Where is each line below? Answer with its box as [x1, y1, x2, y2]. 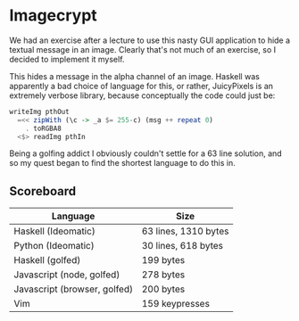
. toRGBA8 [25, 124, 62, 133]
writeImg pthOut [9, 107, 70, 116]
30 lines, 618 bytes [141, 240, 224, 252]
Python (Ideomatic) [13, 240, 96, 252]
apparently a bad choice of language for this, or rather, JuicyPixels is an [9, 80, 274, 91]
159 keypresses [141, 298, 210, 310]
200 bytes [141, 283, 186, 295]
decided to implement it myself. [9, 53, 125, 64]
